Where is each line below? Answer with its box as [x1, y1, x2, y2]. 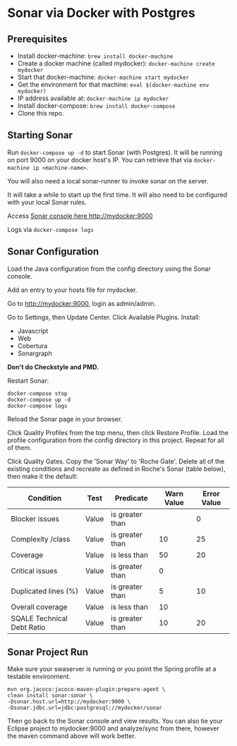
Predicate [115, 493, 148, 503]
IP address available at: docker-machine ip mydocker [17, 94, 169, 102]
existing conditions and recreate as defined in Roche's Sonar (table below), [7, 464, 226, 473]
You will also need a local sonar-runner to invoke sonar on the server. [7, 176, 209, 185]
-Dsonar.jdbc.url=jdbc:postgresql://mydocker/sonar [7, 704, 162, 711]
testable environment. [7, 672, 71, 681]
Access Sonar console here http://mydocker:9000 [7, 212, 153, 220]
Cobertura [17, 341, 48, 350]
